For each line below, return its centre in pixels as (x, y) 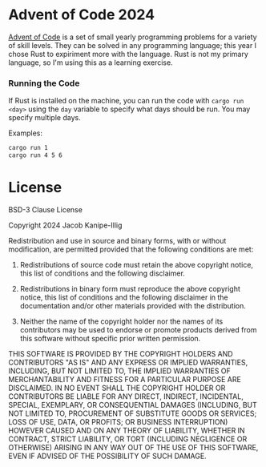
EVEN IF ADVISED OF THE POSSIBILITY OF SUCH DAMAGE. (107, 456)
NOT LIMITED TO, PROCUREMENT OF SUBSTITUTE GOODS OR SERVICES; (133, 413)
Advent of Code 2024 (81, 15)
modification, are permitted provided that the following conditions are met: (131, 249)
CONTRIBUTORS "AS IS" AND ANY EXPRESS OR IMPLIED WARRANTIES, (128, 362)
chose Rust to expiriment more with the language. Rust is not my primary (128, 54)
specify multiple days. (45, 118)
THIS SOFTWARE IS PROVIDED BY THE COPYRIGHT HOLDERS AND (121, 353)
